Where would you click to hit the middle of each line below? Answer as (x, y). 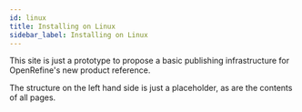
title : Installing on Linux (63, 26)
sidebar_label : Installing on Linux (79, 35)
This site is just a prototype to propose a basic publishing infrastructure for (149, 61)
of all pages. (33, 97)
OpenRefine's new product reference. (80, 70)
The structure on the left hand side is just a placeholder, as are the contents (151, 88)
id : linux (28, 18)
